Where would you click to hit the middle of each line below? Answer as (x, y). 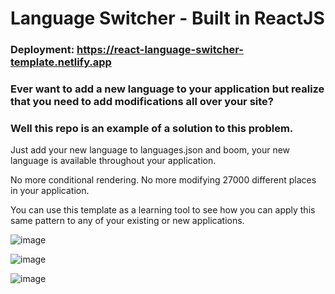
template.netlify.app (61, 62)
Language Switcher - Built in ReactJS (167, 18)
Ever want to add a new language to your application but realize (167, 89)
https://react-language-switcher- (160, 50)
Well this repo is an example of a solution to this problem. (152, 128)
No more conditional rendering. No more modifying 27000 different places (163, 180)
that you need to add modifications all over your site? (142, 102)
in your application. (50, 191)
